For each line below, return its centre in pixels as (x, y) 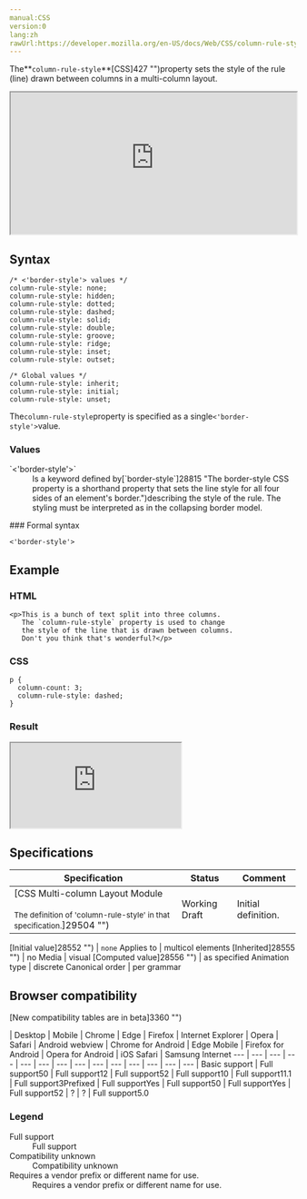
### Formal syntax (45, 525)
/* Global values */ (49, 376)
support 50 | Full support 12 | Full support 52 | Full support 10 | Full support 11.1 (151, 1074)
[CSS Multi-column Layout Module (89, 894)
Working (199, 904)
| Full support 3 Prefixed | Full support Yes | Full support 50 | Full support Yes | (150, 1084)
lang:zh (24, 35)
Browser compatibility (74, 996)
